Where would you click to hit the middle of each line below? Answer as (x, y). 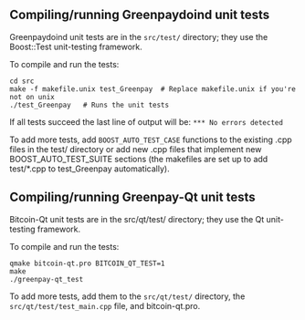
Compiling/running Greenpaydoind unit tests (140, 15)
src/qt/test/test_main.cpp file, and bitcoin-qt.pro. (105, 305)
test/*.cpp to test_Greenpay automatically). (90, 169)
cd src (22, 81)
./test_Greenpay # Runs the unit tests (89, 105)
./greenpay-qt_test (47, 279)
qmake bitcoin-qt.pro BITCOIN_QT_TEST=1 (88, 263)
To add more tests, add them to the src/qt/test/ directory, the (127, 296)
